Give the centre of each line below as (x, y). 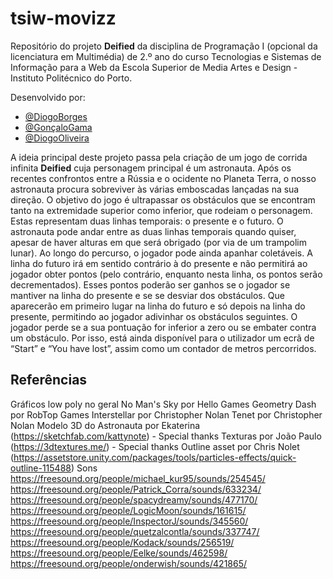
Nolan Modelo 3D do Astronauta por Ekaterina (105, 425)
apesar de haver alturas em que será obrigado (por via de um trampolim (158, 242)
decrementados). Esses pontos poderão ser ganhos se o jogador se (150, 284)
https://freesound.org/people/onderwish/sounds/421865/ (129, 563)
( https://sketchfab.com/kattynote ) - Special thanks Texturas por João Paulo (166, 436)
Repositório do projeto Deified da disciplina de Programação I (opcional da (164, 46)
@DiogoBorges (56, 116)
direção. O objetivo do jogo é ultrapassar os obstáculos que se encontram (163, 199)
